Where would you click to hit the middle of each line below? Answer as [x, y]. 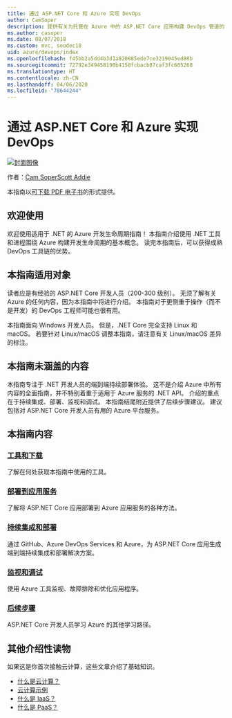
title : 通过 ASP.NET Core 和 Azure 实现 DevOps [74, 14]
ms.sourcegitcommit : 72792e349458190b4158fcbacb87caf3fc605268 [100, 65]
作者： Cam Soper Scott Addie [49, 177]
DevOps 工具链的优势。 [41, 251]
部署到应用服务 [32, 492]
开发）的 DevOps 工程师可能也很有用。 [68, 310]
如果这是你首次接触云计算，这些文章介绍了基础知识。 [83, 667]
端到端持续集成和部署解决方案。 [52, 553]
